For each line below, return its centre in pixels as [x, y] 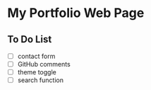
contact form [36, 56]
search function [40, 80]
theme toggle [37, 72]
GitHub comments [44, 64]
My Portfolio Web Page [76, 13]
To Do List [30, 39]
